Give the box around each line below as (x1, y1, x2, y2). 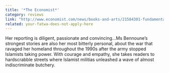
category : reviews (5, 12, 44, 17)
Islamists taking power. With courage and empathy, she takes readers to (5, 51, 155, 57)
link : (5, 17, 17, 22)
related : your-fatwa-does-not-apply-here (5, 21, 94, 27)
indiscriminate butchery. (5, 62, 55, 68)
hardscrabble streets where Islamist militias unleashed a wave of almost (5, 56, 154, 63)
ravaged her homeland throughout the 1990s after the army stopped (5, 46, 147, 52)
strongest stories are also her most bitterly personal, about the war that (5, 41, 153, 47)
